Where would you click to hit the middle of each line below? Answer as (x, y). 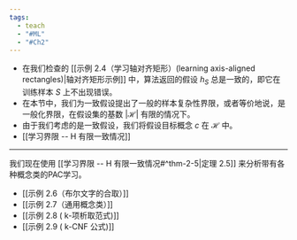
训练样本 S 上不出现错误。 (69, 92)
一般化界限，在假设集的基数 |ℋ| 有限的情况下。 (108, 114)
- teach (31, 26)
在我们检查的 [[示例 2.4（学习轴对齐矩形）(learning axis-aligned (139, 68)
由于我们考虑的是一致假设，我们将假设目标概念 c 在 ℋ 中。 (129, 126)
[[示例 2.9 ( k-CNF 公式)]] (68, 227)
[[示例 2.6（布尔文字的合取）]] (76, 194)
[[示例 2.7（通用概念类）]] (67, 205)
